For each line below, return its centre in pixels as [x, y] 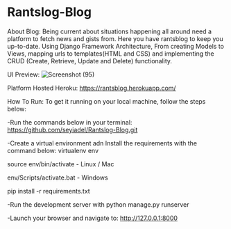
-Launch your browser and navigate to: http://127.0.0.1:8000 [93, 218]
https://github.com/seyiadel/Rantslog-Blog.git [72, 129]
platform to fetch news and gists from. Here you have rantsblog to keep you [115, 38]
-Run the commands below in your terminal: [70, 122]
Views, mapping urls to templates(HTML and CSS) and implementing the [111, 54]
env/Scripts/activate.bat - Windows [58, 177]
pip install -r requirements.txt [49, 191]
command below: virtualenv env [53, 150]
